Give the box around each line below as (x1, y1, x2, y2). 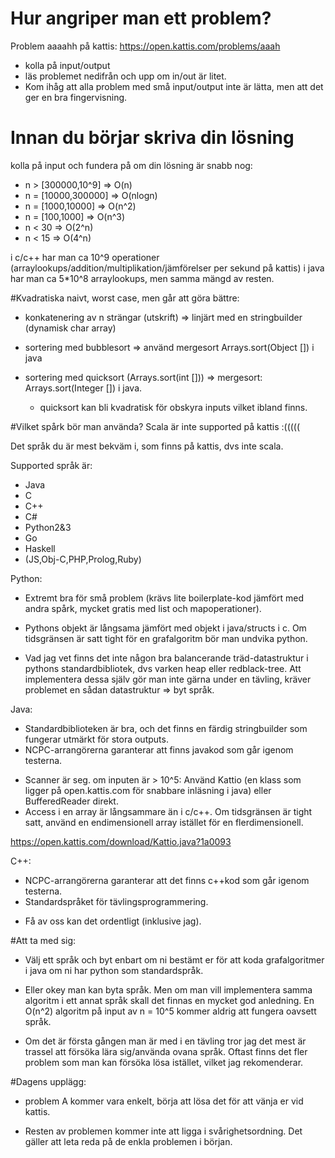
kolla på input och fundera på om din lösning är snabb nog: (10, 159, 253, 171)
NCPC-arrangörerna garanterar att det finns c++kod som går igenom (24, 874, 310, 886)
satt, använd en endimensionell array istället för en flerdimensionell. (24, 816, 304, 828)
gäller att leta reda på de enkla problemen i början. (24, 1135, 233, 1147)
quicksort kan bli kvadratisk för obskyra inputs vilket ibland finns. (39, 401, 308, 413)
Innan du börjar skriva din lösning (10, 127, 295, 149)
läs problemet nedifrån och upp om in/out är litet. (24, 70, 227, 82)
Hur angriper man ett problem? (10, 7, 272, 30)
